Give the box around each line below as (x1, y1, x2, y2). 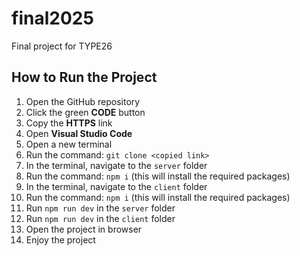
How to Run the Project (11, 69, 158, 86)
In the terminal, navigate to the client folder (25, 180, 208, 192)
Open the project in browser (25, 223, 143, 235)
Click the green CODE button (25, 106, 146, 118)
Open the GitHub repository (25, 95, 141, 107)
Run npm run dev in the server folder (25, 202, 176, 214)
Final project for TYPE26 (11, 40, 113, 52)
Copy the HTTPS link (25, 117, 113, 129)
